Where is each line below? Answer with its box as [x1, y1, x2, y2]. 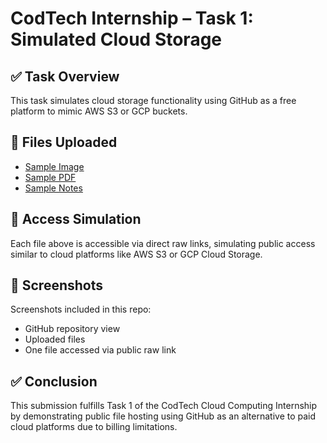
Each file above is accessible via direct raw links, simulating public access [10, 237, 316, 249]
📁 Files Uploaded [10, 134, 118, 151]
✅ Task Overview [10, 68, 120, 85]
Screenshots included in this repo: [10, 303, 152, 316]
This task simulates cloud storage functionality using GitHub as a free [10, 95, 297, 106]
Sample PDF [24, 171, 77, 183]
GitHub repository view [24, 323, 121, 335]
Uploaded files [24, 333, 86, 346]
